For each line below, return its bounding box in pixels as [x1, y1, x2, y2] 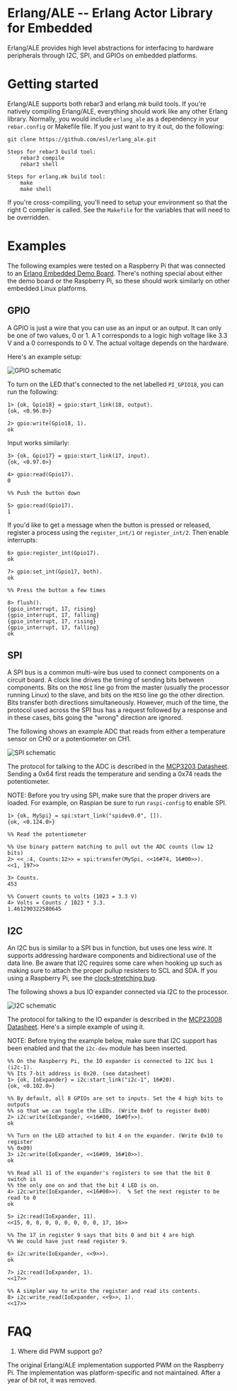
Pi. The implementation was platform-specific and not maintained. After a [7, 1368, 221, 1377]
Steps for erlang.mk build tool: [7, 173, 106, 180]
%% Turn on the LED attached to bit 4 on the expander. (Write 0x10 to [7, 1133, 223, 1140]
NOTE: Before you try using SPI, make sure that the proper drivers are [7, 791, 211, 800]
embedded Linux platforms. [7, 284, 88, 293]
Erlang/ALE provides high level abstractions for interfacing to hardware [7, 43, 214, 52]
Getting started [7, 76, 99, 92]
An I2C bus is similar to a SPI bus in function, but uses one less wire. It [7, 944, 212, 952]
